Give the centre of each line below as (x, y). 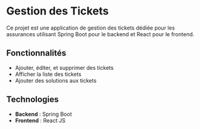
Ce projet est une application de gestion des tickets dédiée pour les (91, 28)
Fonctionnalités (36, 53)
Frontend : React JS (40, 120)
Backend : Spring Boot (43, 114)
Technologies (33, 100)
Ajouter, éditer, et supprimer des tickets (64, 68)
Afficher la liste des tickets (48, 74)
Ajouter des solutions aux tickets (56, 80)
